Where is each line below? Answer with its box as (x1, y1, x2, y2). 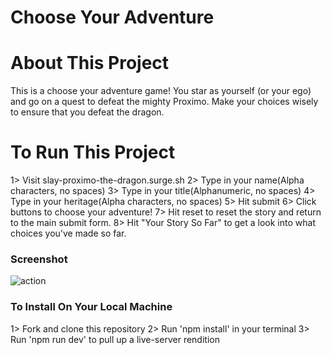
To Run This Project (10, 141, 176, 164)
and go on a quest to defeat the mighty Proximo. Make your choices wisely (10, 96, 319, 108)
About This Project (10, 52, 170, 75)
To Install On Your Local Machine (10, 300, 173, 314)
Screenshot (10, 252, 68, 266)
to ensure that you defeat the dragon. (10, 106, 165, 118)
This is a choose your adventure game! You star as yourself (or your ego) (10, 85, 312, 97)
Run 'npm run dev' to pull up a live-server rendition (10, 333, 220, 345)
